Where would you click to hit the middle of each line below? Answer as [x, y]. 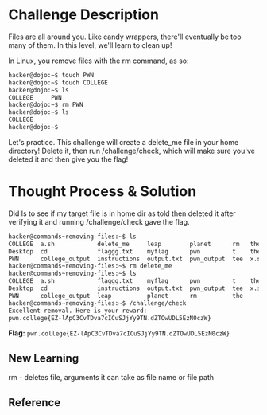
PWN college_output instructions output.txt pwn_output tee [126, 259]
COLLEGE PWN [35, 97]
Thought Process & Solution [103, 192]
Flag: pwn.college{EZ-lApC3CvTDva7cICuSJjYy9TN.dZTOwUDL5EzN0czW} [119, 333]
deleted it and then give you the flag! [68, 159]
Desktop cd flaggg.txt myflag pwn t [122, 251]
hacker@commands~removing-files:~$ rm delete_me [90, 266]
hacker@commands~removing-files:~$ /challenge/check [97, 303]
